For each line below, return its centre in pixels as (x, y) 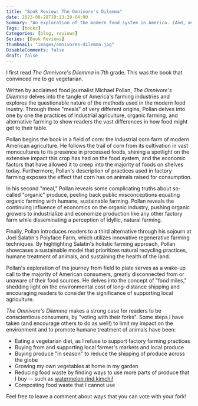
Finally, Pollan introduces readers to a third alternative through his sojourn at (99, 231)
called (14, 194)
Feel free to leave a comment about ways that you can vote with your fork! (96, 396)
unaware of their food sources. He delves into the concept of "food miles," (96, 280)
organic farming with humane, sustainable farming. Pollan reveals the (90, 201)
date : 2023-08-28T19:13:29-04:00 (47, 17)
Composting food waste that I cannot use (65, 385)
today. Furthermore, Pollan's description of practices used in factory (89, 170)
